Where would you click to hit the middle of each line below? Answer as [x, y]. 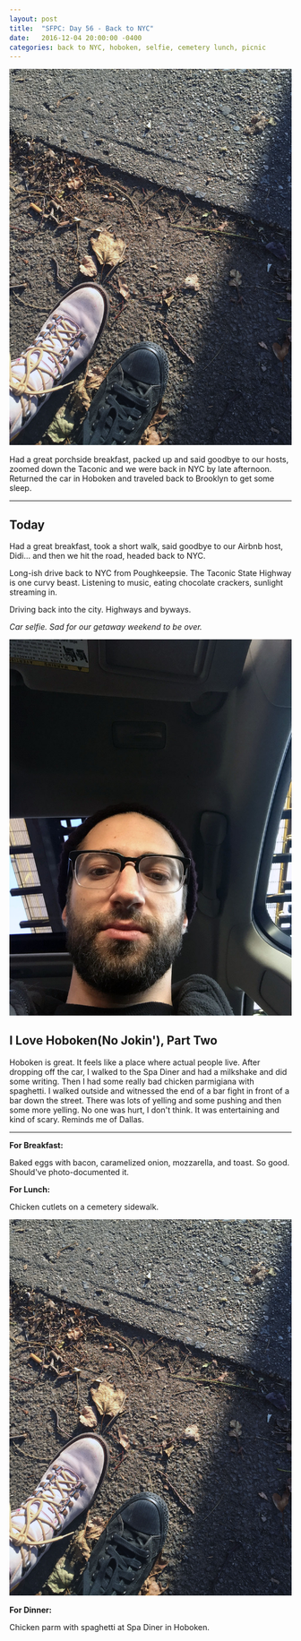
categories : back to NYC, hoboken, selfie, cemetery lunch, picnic [138, 47]
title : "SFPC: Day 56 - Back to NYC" [82, 28]
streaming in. [34, 592]
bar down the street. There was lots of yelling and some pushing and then [146, 1100]
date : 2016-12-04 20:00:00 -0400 [76, 38]
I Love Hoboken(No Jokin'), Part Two [113, 1040]
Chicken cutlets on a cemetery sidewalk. [84, 1207]
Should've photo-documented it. [69, 1172]
